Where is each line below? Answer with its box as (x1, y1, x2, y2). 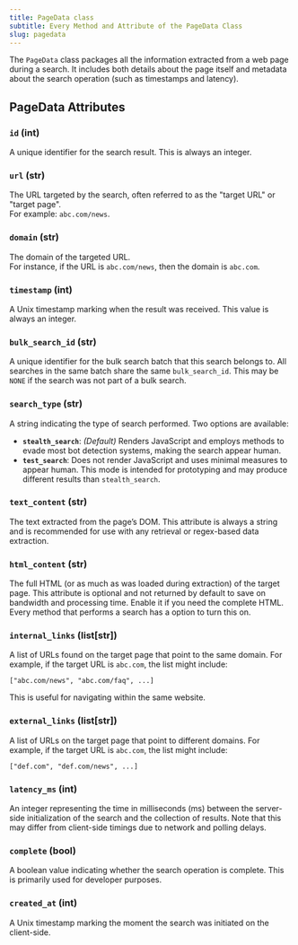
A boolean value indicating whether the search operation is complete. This (9, 865, 285, 876)
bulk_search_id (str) (9, 336, 97, 348)
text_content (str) (9, 495, 88, 508)
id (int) (9, 127, 40, 139)
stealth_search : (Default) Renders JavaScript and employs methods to (22, 435, 285, 446)
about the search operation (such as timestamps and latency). (9, 74, 240, 84)
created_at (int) (9, 897, 78, 909)
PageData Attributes (9, 100, 126, 115)
